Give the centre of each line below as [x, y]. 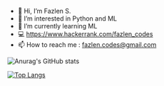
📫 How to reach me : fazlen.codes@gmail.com [87, 45]
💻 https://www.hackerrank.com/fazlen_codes [85, 34]
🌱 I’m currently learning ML [57, 26]
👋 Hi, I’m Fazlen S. [44, 11]
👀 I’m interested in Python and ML [67, 18]
